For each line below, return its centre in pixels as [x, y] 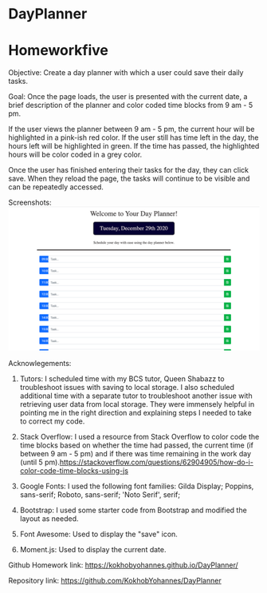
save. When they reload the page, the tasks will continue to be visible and [129, 179]
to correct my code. [52, 421]
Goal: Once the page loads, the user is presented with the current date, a [128, 97]
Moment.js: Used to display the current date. [93, 549]
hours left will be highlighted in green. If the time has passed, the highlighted [134, 146]
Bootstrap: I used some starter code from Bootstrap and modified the [133, 510]
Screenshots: [30, 203]
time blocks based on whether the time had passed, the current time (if [136, 445]
